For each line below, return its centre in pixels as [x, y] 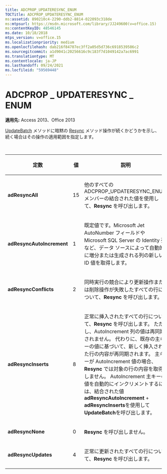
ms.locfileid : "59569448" [32, 70]
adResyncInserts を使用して [117, 405]
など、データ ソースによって [117, 248]
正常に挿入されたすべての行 [116, 316]
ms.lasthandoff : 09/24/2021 [34, 65]
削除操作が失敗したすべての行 [124, 289]
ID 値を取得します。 [107, 263]
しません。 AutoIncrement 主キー [123, 376]
